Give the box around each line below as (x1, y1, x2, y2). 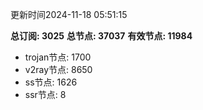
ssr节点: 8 (24, 89, 67, 100)
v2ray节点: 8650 (24, 64, 93, 75)
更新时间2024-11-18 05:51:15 (10, 9, 128, 20)
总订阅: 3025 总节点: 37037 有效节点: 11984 (10, 30, 193, 42)
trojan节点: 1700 (24, 51, 92, 63)
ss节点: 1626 (24, 76, 78, 88)
